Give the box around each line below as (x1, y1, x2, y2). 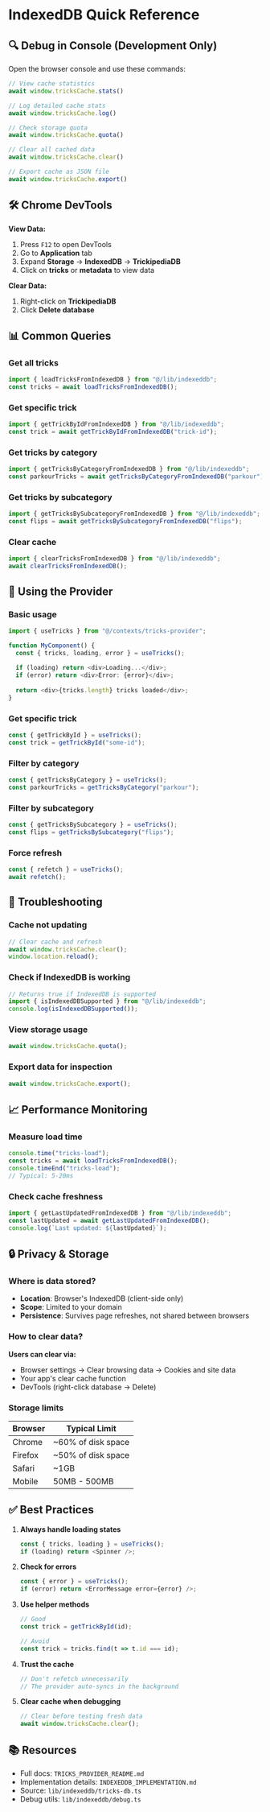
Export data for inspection (8, 1061, 112, 1072)
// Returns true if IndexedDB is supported (8, 990, 157, 998)
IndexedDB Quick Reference (8, 6, 200, 24)
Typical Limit (66, 1422, 117, 1434)
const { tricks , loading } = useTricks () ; (19, 1540, 165, 1548)
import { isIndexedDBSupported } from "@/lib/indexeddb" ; (8, 997, 207, 1005)
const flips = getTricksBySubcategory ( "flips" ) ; (8, 828, 174, 836)
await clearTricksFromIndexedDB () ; (8, 562, 128, 571)
